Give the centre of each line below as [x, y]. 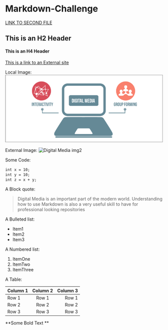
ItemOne [21, 259]
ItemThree [23, 270]
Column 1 [18, 290]
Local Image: [18, 72]
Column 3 [68, 290]
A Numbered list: [22, 249]
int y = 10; [17, 175]
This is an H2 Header [38, 38]
